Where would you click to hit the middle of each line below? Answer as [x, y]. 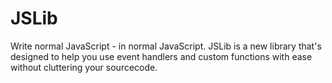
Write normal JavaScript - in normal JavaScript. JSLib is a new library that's [166, 46]
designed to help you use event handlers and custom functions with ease [161, 56]
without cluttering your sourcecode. [84, 67]
